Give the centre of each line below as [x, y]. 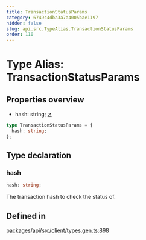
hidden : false [24, 23]
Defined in [26, 216]
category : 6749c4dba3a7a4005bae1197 [52, 18]
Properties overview [45, 100]
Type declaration [39, 155]
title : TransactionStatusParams [47, 12]
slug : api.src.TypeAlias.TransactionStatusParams [70, 29]
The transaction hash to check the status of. [61, 197]
